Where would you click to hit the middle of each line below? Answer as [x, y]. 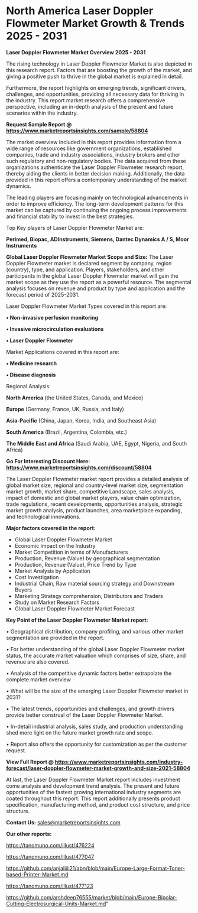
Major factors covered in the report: [51, 528]
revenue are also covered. [38, 662]
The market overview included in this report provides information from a [94, 142]
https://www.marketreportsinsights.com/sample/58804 [77, 131]
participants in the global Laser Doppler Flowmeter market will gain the [92, 275]
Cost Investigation [37, 577]
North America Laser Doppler [80, 11]
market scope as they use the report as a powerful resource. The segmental [99, 282]
